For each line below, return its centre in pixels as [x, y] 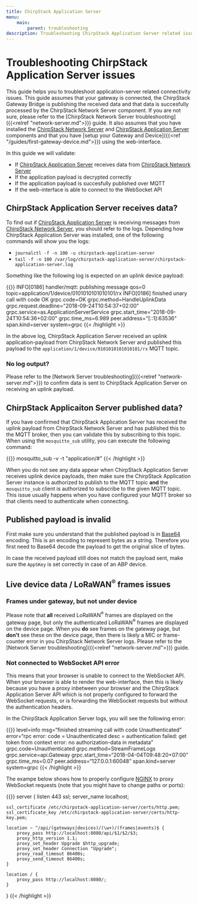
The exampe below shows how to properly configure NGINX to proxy [90, 779]
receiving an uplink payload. [40, 389]
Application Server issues [71, 75]
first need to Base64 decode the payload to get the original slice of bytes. [96, 546]
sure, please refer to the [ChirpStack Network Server [70, 117]
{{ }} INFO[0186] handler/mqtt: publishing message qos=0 [76, 287]
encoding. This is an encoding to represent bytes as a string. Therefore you [98, 540]
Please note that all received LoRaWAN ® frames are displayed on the [90, 615]
